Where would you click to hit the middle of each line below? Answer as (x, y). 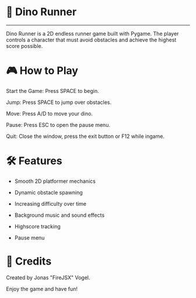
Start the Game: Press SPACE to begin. (52, 91)
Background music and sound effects (60, 215)
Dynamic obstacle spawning (48, 192)
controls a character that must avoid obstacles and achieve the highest (91, 40)
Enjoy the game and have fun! (42, 289)
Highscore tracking (38, 226)
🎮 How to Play (42, 71)
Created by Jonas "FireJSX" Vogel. (48, 278)
